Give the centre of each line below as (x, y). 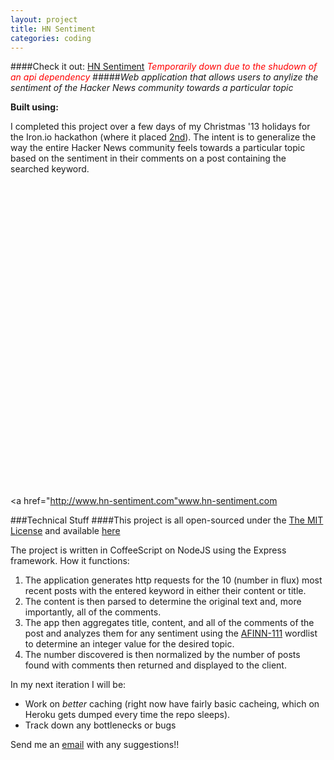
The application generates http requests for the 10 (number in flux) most (173, 580)
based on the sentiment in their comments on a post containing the (148, 158)
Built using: (34, 107)
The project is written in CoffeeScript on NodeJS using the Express (148, 550)
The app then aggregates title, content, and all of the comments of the (169, 623)
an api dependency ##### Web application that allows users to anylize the (164, 77)
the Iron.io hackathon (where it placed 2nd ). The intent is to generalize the (163, 137)
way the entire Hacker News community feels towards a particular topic (158, 148)
